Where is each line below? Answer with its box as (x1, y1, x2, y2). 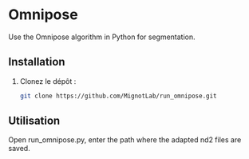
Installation (8, 55, 65, 69)
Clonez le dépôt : (19, 76, 77, 85)
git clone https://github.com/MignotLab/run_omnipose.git (19, 92, 217, 100)
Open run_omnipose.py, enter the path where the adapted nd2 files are (8, 135, 242, 145)
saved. (8, 144, 30, 153)
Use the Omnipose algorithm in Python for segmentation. (8, 32, 196, 42)
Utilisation (8, 114, 61, 128)
